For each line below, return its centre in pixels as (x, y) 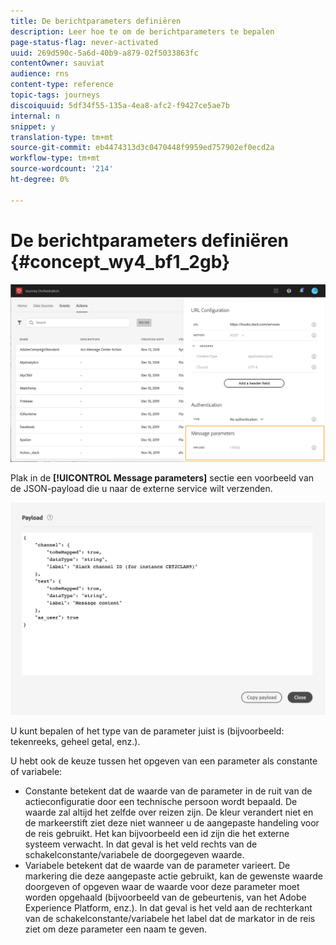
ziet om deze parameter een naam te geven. (116, 929)
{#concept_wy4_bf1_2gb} (120, 261)
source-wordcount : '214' (62, 169)
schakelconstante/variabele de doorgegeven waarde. (134, 854)
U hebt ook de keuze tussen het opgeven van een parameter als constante (164, 761)
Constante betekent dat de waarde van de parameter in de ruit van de (168, 791)
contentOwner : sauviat (57, 63)
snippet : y (33, 126)
